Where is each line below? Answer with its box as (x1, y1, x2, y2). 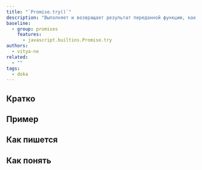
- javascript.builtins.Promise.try (22, 37, 112, 43)
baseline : (6, 20, 31, 26)
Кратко (6, 93, 36, 104)
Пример (6, 114, 39, 124)
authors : (6, 43, 28, 49)
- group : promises (11, 25, 59, 32)
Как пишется (6, 135, 58, 145)
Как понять (6, 155, 51, 166)
